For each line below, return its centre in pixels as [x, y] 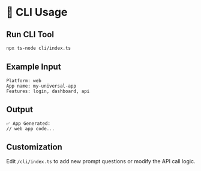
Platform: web [24, 80]
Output [19, 109]
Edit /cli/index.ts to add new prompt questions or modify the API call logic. [101, 161]
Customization [34, 147]
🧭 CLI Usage [37, 12]
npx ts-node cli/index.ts [38, 48]
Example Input [34, 67]
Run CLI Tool [30, 34]
